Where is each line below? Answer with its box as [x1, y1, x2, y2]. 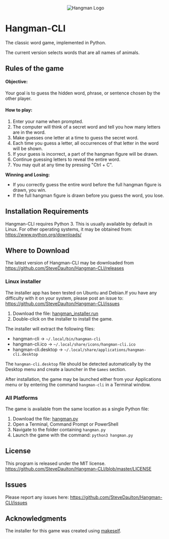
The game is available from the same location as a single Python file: [5, 406, 149, 412]
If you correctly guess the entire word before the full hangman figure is [12, 181, 162, 187]
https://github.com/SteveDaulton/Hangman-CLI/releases [5, 265, 124, 272]
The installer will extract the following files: [5, 326, 95, 332]
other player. [5, 95, 32, 102]
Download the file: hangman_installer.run [12, 310, 99, 316]
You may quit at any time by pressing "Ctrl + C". [12, 161, 113, 168]
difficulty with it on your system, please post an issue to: [5, 295, 124, 301]
